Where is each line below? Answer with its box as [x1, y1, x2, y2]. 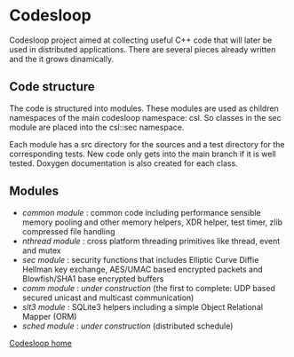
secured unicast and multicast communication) [21, 292, 195, 303]
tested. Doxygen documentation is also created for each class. [9, 157, 238, 169]
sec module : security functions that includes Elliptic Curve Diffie [21, 254, 259, 265]
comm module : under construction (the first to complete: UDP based [21, 282, 275, 293]
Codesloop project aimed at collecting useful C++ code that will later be [9, 35, 273, 45]
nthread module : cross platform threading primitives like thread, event [21, 235, 281, 246]
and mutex [21, 245, 61, 256]
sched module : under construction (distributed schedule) [21, 321, 234, 331]
